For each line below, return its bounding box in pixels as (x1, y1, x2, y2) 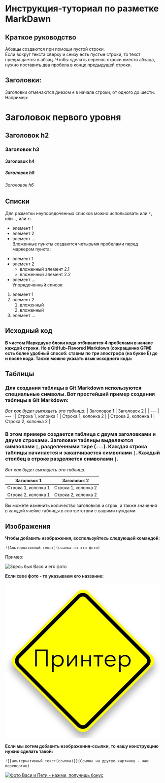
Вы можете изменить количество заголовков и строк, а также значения (5, 502, 158, 508)
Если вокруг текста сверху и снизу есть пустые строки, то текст (5, 51, 141, 57)
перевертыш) (5, 764, 30, 769)
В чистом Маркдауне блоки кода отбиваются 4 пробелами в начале (5, 340, 153, 346)
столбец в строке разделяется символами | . (5, 456, 119, 463)
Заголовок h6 (5, 182, 34, 188)
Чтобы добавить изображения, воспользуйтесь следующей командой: (5, 535, 160, 541)
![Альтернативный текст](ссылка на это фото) (5, 545, 100, 550)
